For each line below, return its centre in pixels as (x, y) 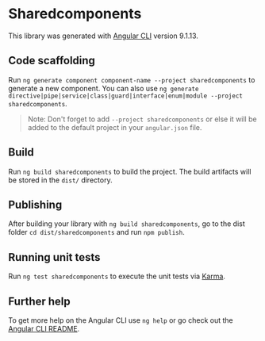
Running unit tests (54, 257)
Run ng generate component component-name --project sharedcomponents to (132, 79)
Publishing (35, 204)
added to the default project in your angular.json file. (115, 127)
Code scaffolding (52, 61)
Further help (40, 301)
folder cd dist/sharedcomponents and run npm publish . (96, 232)
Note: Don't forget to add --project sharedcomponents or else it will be (142, 119)
